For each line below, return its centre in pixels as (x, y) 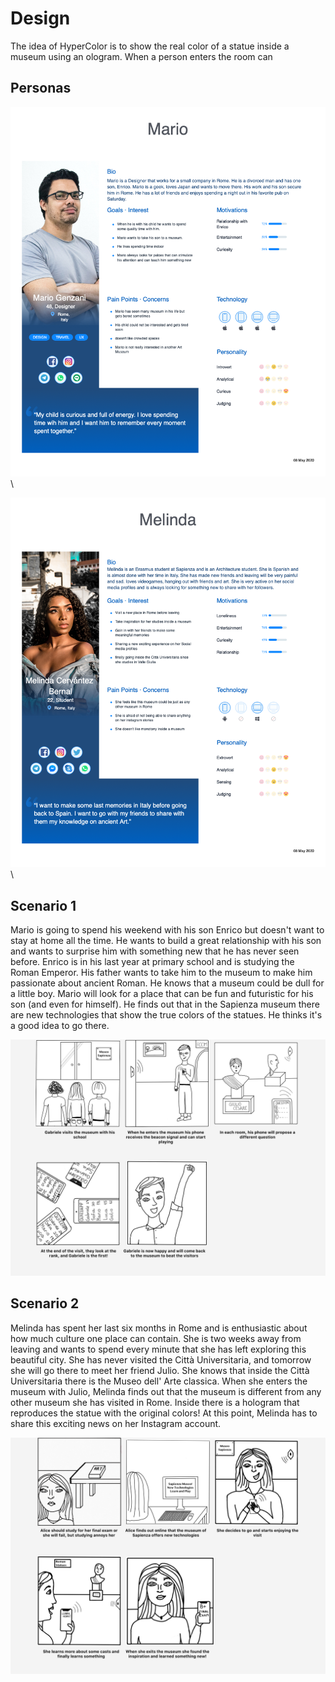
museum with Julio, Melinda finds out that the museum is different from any (166, 1391)
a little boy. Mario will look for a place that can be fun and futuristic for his (162, 994)
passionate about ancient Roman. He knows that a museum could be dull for (167, 983)
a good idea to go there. (60, 1026)
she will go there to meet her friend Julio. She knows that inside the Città (160, 1370)
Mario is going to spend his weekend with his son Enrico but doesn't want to (167, 930)
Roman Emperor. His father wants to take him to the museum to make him (161, 973)
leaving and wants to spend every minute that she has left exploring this (158, 1349)
